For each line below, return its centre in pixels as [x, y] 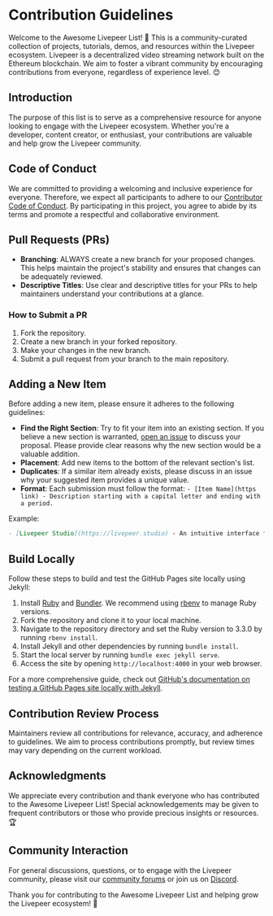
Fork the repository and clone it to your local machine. [110, 621]
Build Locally [42, 559]
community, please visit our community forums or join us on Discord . [123, 879]
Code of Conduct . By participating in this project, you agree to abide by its [133, 206]
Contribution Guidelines [91, 15]
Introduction [41, 98]
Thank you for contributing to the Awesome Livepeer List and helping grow [134, 894]
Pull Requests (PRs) [59, 240]
